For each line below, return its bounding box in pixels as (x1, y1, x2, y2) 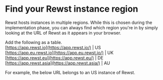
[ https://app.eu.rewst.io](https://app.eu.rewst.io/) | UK (5, 50, 114, 56)
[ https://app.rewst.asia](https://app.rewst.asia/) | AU (5, 60, 110, 66)
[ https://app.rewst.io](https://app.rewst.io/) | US (5, 44, 101, 50)
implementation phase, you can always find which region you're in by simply (5, 24, 158, 30)
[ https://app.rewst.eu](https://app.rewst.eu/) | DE (5, 55, 104, 60)
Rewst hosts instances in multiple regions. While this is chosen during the (5, 20, 152, 25)
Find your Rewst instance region (5, 3, 139, 15)
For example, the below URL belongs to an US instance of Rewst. (5, 69, 135, 75)
